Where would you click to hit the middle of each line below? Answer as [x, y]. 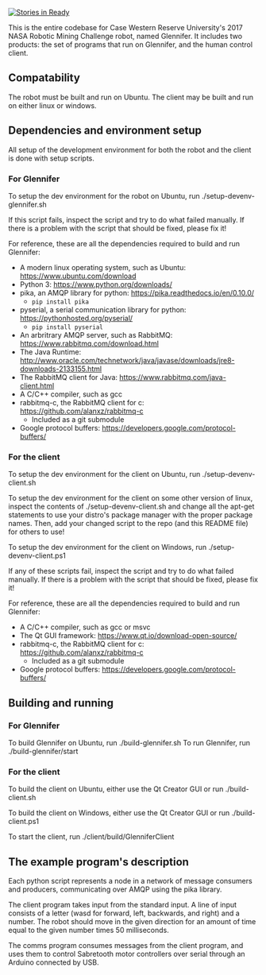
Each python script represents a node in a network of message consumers [130, 881]
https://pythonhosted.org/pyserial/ [76, 318]
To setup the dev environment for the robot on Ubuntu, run [104, 195]
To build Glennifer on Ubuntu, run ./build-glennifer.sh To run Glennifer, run [129, 742]
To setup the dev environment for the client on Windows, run [108, 547]
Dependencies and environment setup [105, 131]
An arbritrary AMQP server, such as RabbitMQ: [96, 335]
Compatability [44, 78]
